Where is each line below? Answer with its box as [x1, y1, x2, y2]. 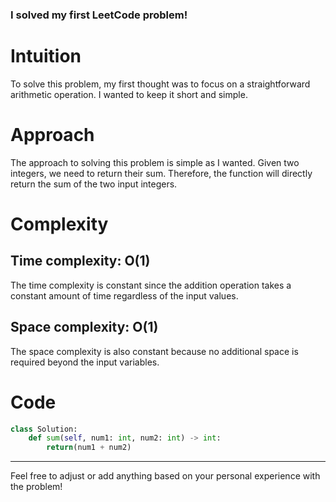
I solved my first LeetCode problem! [10, 8, 188, 22]
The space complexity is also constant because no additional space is [10, 345, 299, 357]
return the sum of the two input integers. [10, 178, 178, 190]
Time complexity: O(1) [10, 253, 151, 270]
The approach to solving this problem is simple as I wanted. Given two [10, 156, 300, 168]
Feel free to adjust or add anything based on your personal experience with [10, 470, 321, 482]
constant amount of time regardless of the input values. [10, 289, 239, 302]
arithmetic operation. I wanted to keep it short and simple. [10, 88, 248, 100]
